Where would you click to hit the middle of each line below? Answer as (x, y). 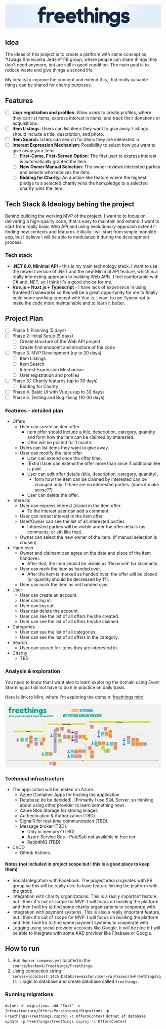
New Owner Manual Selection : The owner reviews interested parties (90, 167)
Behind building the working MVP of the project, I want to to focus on (75, 216)
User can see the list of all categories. (58, 632)
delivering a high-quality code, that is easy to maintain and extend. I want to (82, 221)
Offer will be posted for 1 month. (60, 443)
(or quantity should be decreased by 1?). (68, 579)
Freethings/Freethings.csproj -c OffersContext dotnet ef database (75, 1016)
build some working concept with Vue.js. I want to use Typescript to (81, 297)
